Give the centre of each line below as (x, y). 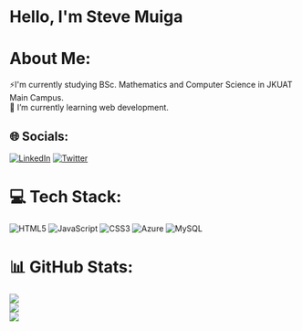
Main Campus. (36, 98)
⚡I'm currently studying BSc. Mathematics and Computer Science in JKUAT (151, 85)
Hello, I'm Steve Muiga (96, 17)
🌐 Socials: (39, 136)
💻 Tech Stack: (66, 197)
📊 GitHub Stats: (72, 267)
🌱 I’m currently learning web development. (89, 108)
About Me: (50, 59)
